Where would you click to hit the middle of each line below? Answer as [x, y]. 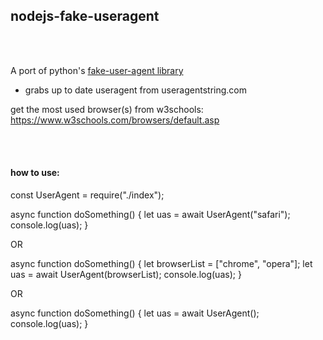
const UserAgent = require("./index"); [87, 195]
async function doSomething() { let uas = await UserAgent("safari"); [150, 215]
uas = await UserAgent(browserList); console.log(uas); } [126, 275]
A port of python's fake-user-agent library [97, 70]
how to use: [35, 173]
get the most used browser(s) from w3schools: [107, 109]
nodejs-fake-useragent [85, 16]
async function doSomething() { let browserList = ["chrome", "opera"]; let [161, 264]
